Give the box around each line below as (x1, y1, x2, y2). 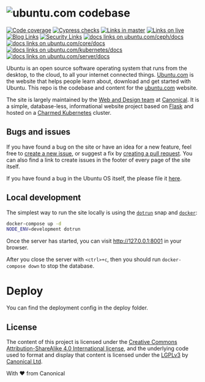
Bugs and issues (6, 127, 71, 138)
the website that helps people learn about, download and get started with (6, 77, 192, 85)
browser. (6, 244, 29, 251)
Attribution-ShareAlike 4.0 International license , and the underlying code (6, 345, 188, 353)
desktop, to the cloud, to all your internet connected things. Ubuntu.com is (6, 71, 194, 78)
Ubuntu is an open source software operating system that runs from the (6, 64, 188, 72)
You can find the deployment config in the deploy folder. (6, 304, 149, 311)
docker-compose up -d (6, 220, 62, 227)
